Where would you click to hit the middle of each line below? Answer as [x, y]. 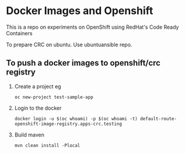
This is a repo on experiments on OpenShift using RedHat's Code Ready [92, 27]
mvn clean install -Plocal [47, 145]
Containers [19, 33]
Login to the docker [38, 108]
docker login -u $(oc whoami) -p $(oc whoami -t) [76, 118]
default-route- [158, 118]
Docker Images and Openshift [80, 11]
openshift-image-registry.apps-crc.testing [68, 124]
